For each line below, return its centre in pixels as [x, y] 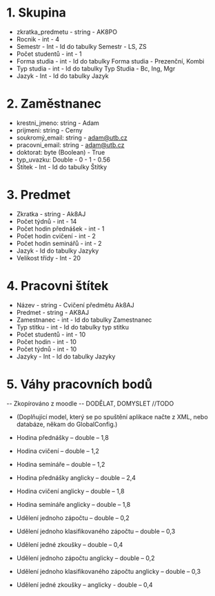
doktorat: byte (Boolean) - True [61, 152]
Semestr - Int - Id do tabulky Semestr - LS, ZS [82, 46]
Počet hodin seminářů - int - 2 [59, 243]
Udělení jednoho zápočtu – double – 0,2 [73, 518]
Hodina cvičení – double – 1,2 [58, 451]
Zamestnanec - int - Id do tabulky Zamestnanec [84, 320]
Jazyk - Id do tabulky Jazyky [58, 251]
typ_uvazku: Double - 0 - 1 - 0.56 [63, 160]
